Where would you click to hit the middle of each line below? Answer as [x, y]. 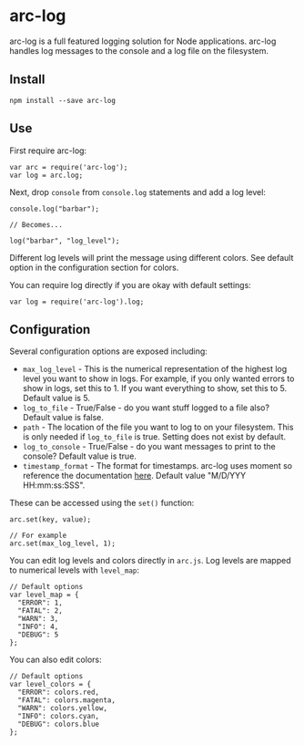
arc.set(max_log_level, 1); [63, 543]
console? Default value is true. [79, 456]
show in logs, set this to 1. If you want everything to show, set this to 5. [155, 388]
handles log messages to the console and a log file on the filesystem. [139, 50]
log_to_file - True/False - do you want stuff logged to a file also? [146, 408]
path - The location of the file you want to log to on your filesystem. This [158, 427]
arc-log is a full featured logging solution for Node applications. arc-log [143, 41]
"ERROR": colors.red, [59, 693]
